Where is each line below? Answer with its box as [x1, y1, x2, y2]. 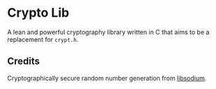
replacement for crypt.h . [7, 35, 79, 43]
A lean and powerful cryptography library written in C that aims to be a [7, 28, 210, 36]
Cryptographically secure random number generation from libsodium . [7, 74, 207, 82]
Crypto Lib [7, 5, 70, 21]
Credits [7, 56, 40, 67]
